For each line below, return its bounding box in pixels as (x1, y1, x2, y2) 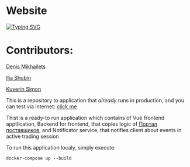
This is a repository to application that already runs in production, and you (6, 97, 185, 104)
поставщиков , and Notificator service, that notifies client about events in (6, 126, 182, 133)
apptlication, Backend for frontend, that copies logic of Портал (6, 120, 158, 127)
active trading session (6, 133, 60, 140)
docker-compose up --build (6, 155, 72, 161)
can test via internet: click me (6, 103, 77, 110)
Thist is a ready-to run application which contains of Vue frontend (6, 114, 165, 121)
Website (6, 4, 47, 17)
